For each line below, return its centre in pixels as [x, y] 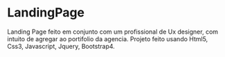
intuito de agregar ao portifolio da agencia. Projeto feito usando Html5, [108, 38]
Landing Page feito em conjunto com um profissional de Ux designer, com [113, 32]
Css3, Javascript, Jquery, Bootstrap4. [61, 46]
